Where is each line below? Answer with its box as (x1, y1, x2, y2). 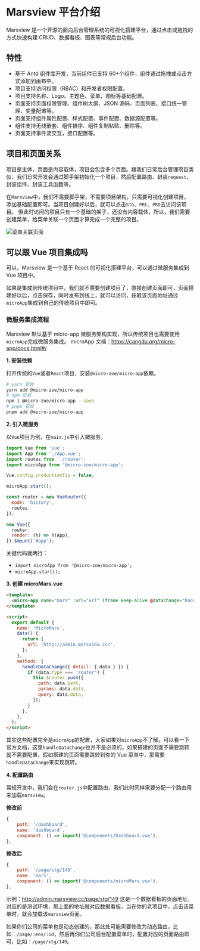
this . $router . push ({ (32, 675, 84, 681)
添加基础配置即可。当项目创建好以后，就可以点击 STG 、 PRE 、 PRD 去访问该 (6, 200, 182, 207)
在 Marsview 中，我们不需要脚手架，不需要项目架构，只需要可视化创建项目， (6, 193, 189, 200)
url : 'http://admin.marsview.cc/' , (27, 642, 116, 648)
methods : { (17, 658, 44, 664)
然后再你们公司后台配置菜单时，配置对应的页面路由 (59, 930, 185, 937)
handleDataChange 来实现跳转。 (6, 758, 80, 766)
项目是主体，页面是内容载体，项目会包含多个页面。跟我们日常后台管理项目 (6, 165, 189, 173)
